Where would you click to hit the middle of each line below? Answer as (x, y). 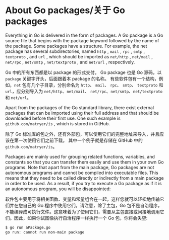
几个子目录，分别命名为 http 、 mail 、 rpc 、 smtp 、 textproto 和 (97, 85)
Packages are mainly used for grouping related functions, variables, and (80, 156)
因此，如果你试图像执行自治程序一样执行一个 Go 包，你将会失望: (81, 218)
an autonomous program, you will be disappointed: (58, 189)
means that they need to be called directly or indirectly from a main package (84, 178)
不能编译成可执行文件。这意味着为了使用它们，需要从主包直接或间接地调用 (82, 211)
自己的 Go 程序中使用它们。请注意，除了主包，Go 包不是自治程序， (92, 205)
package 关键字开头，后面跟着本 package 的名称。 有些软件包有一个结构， (82, 78)
